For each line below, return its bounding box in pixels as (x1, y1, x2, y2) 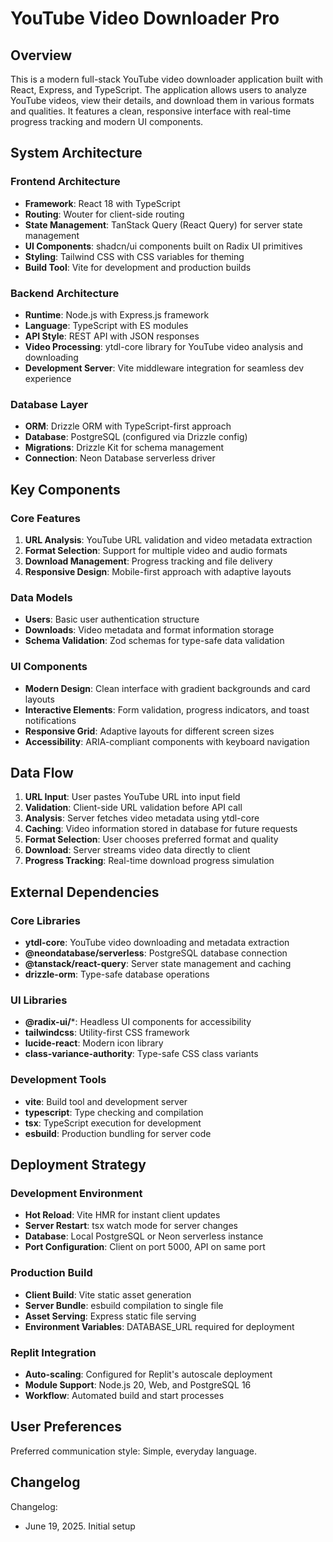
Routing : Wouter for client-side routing (24, 208, 185, 220)
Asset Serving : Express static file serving (24, 1310, 197, 1322)
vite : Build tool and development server (24, 1095, 188, 1107)
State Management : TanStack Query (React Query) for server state (24, 218, 303, 231)
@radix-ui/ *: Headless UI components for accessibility (24, 1016, 252, 1028)
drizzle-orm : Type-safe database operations (24, 968, 210, 981)
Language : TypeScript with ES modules (24, 319, 189, 331)
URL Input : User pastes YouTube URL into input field (24, 791, 241, 803)
